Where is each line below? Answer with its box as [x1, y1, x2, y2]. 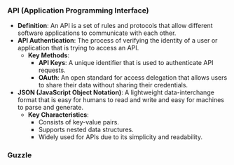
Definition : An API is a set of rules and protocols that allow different [17, 22, 213, 30]
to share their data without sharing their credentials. [38, 81, 188, 89]
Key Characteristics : [27, 110, 89, 119]
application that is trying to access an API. [17, 44, 139, 52]
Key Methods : [27, 51, 70, 59]
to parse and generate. [17, 103, 84, 112]
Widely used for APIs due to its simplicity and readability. [38, 133, 203, 141]
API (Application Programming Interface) [7, 6, 149, 15]
